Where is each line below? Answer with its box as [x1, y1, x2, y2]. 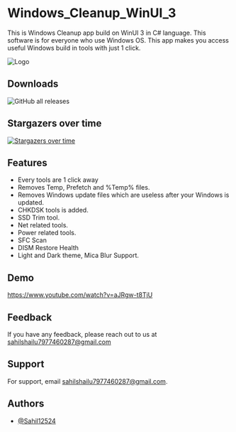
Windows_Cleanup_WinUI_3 [7, 5, 176, 21]
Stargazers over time [7, 117, 102, 129]
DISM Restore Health [17, 244, 79, 252]
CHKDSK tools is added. [17, 206, 89, 215]
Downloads [7, 78, 59, 90]
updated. [17, 198, 45, 207]
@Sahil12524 [17, 416, 57, 425]
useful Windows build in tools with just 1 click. [7, 43, 141, 52]
